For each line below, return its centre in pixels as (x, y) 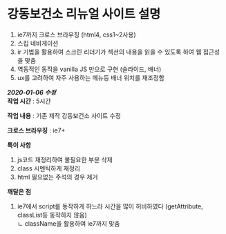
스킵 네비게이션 (38, 43)
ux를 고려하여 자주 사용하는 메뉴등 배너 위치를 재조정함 (91, 77)
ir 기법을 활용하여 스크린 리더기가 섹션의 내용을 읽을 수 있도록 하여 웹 (109, 52)
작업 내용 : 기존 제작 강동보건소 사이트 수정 (64, 115)
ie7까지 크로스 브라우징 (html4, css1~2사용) (76, 35)
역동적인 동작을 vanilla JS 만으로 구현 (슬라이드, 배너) (89, 69)
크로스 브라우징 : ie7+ (36, 130)
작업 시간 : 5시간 (29, 101)
